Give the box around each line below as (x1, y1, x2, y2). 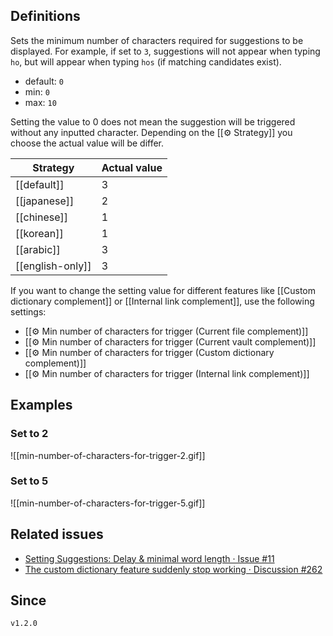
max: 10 (24, 96, 57, 108)
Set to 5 (10, 474, 49, 488)
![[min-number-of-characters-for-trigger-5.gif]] (10, 497, 206, 509)
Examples (10, 397, 73, 414)
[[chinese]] (15, 210, 69, 224)
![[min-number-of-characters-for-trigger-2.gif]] (10, 449, 206, 461)
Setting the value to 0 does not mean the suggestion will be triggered (10, 115, 296, 128)
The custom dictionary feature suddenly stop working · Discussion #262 (24, 563, 323, 575)
